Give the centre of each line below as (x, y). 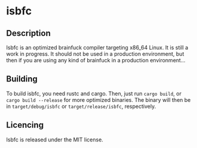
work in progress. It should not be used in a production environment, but (95, 54)
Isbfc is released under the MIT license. (55, 140)
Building (22, 79)
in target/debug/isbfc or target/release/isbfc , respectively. (81, 106)
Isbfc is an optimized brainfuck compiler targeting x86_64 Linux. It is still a (97, 47)
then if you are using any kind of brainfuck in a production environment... (96, 60)
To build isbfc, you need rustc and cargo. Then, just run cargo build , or (94, 93)
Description (28, 33)
